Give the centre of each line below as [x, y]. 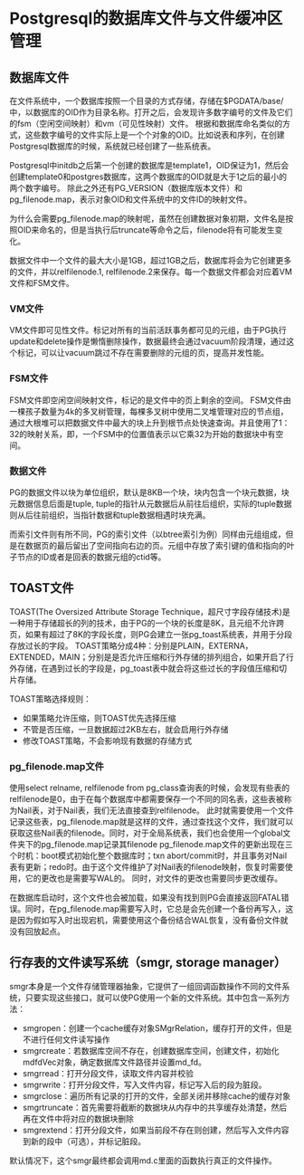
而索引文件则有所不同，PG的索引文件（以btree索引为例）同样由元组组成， [147, 534]
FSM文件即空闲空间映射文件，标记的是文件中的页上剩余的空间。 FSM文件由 [150, 400]
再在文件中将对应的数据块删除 [78, 1118]
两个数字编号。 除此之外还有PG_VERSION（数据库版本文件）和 [126, 188]
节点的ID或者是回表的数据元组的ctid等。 [91, 557]
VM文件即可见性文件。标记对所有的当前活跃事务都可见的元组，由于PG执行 [148, 330]
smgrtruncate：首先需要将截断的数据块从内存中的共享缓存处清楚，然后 [155, 1107]
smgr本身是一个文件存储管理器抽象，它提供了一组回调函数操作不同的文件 [146, 986]
